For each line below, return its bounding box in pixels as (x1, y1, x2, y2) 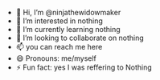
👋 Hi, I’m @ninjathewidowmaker (15, 8, 121, 17)
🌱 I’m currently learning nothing (15, 25, 121, 34)
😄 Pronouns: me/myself (15, 54, 96, 63)
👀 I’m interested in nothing (15, 16, 103, 26)
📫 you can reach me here (15, 42, 103, 51)
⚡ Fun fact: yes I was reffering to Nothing (15, 62, 153, 72)
